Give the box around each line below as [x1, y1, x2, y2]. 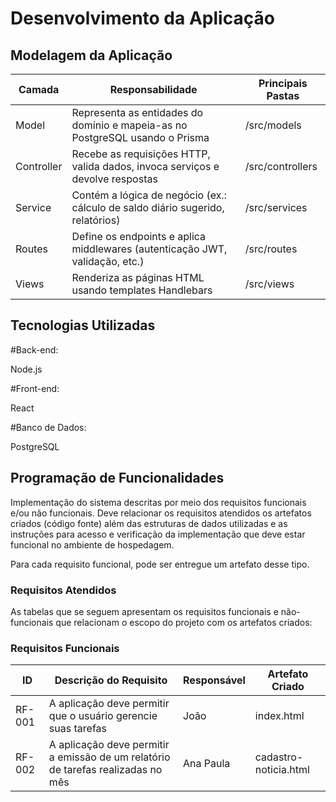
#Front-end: [10, 382, 60, 394]
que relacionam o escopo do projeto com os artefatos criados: [55, 616, 313, 628]
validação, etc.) [71, 255, 145, 268]
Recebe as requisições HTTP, [71, 147, 211, 161]
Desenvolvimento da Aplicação [10, 7, 275, 30]
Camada [18, 83, 60, 96]
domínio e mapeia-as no [71, 118, 188, 132]
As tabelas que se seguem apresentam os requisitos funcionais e [10, 605, 279, 617]
